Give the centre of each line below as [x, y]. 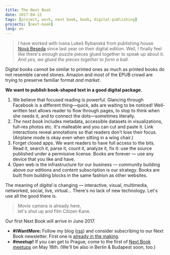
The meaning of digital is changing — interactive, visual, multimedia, [77, 185]
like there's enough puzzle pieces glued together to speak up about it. [91, 54]
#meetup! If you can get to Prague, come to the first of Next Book [82, 242]
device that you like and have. [44, 159]
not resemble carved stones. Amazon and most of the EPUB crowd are [79, 75]
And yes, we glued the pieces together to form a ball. [73, 59]
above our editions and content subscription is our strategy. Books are [86, 170]
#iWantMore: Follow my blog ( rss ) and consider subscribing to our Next [88, 231]
